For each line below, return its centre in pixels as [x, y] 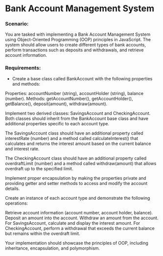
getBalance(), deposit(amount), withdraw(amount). [56, 104]
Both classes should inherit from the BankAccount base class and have [77, 118]
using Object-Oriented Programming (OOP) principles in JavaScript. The [78, 40]
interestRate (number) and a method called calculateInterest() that [72, 138]
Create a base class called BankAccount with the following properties [82, 78]
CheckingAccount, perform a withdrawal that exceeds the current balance [80, 228]
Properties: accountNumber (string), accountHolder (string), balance [74, 93]
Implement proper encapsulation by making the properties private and [76, 178]
